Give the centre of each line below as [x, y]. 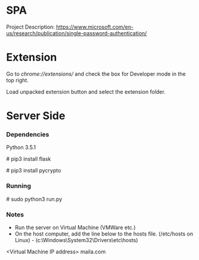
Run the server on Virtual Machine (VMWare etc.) [75, 227]
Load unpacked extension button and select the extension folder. [86, 92]
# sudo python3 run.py [34, 199]
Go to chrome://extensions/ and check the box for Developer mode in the [96, 74]
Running [19, 186]
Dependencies [28, 134]
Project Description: [31, 27]
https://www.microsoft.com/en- [95, 27]
